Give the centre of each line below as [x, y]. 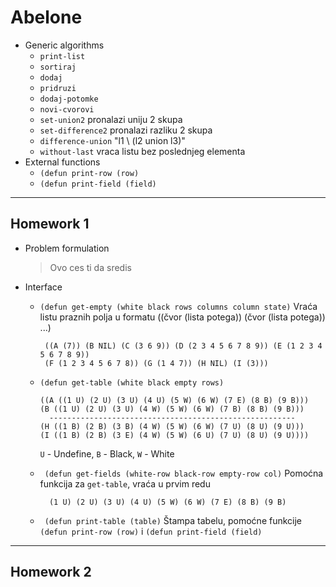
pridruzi [58, 88]
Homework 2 [51, 572]
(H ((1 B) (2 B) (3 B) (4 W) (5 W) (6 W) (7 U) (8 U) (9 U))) [172, 426]
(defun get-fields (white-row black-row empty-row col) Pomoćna [184, 473]
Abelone [46, 17]
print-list [62, 56]
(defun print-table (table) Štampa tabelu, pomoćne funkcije [173, 520]
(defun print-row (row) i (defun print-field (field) [151, 531]
